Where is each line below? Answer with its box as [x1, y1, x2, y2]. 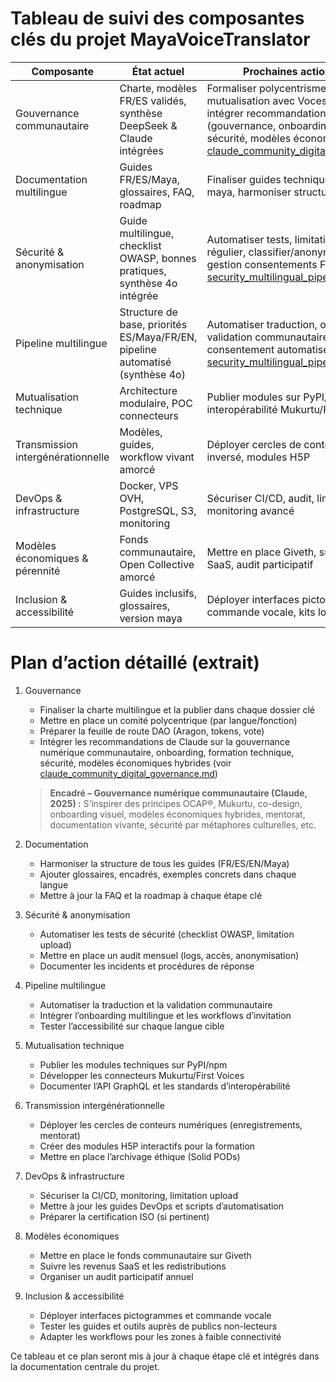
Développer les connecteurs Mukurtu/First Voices [39, 1069, 245, 1081]
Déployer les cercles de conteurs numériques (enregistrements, [39, 1118, 303, 1131]
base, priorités [119, 317, 188, 331]
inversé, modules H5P [206, 450, 311, 464]
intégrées [119, 143, 164, 157]
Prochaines [243, 64, 298, 78]
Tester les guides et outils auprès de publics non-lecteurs [39, 1320, 278, 1332]
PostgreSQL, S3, [119, 503, 197, 517]
